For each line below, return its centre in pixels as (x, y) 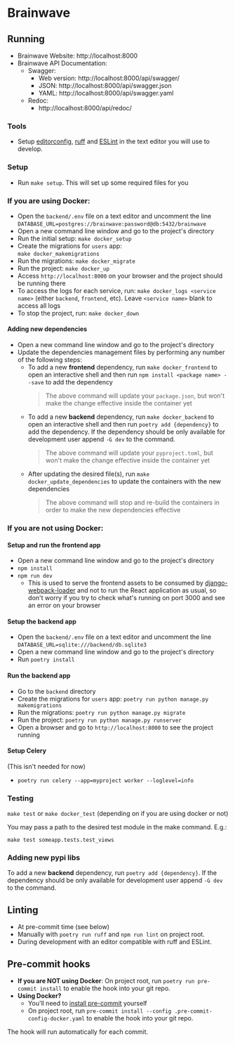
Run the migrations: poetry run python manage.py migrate (101, 712)
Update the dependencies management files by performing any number (121, 352)
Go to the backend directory (56, 691)
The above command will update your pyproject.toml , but (129, 453)
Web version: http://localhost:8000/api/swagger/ (109, 78)
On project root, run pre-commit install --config (100, 1011)
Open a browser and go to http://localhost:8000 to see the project (115, 727)
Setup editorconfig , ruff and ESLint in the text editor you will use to (114, 141)
